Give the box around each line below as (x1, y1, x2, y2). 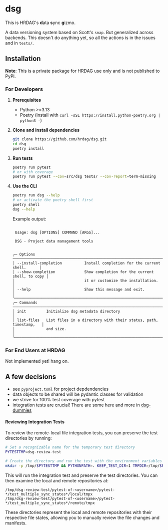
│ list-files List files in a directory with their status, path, (12, 318, 158, 323)
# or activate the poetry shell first (12, 197, 93, 203)
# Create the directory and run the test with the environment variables (5, 458, 162, 463)
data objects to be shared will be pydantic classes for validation (12, 391, 143, 397)
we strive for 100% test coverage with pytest (12, 396, 105, 402)
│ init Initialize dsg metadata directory (12, 309, 120, 314)
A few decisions (5, 373, 56, 381)
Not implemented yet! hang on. (5, 358, 69, 364)
